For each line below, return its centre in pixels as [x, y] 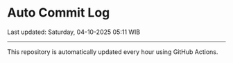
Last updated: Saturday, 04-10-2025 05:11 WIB [74, 32]
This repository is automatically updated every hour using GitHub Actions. [113, 52]
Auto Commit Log [59, 13]
